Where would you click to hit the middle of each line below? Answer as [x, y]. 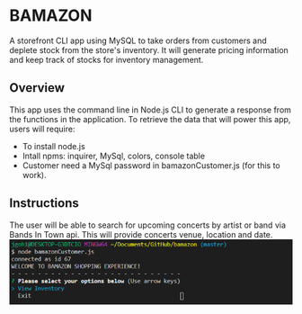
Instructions [44, 203]
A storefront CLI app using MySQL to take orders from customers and [138, 40]
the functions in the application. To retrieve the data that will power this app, [150, 119]
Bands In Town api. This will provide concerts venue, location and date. [141, 234]
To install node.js [53, 146]
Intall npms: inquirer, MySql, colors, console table [113, 156]
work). [34, 175]
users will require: [42, 129]
